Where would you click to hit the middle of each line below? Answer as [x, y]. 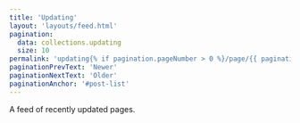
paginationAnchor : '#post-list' [69, 84]
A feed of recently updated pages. [72, 109]
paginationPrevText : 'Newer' [63, 68]
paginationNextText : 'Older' [63, 76]
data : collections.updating [70, 42]
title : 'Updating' [43, 17]
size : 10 [33, 51]
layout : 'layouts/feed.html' [63, 26]
